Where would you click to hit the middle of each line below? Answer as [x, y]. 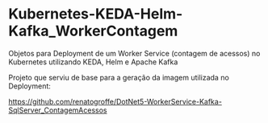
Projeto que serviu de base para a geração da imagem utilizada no [119, 77]
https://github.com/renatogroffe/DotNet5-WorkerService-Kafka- [115, 101]
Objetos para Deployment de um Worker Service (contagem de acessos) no [134, 53]
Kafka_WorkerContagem [93, 31]
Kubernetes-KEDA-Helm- [96, 14]
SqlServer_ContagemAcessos [58, 110]
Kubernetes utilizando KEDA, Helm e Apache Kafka [93, 62]
